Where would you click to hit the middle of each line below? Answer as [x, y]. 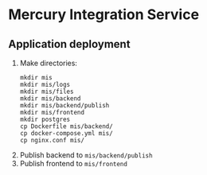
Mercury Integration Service [104, 15]
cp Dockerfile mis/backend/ [66, 126]
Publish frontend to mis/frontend [73, 163]
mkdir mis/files [47, 91]
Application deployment [69, 44]
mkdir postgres [45, 119]
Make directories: [49, 63]
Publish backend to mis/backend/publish [86, 155]
